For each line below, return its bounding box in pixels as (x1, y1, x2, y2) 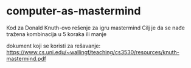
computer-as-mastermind (6, 4, 141, 18)
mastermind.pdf (6, 55, 47, 62)
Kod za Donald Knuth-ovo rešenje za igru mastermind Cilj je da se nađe (6, 24, 186, 31)
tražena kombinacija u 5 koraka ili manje (6, 30, 107, 37)
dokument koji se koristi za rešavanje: (6, 42, 101, 49)
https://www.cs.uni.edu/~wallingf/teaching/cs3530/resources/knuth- (6, 48, 179, 55)
